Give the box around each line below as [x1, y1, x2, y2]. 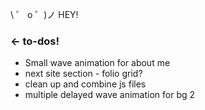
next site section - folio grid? [24, 68, 143, 80]
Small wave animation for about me [24, 57, 171, 69]
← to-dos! [10, 34, 60, 48]
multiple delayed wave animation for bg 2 [24, 89, 196, 101]
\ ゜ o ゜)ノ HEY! [10, 9, 79, 20]
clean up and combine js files [24, 78, 147, 90]
